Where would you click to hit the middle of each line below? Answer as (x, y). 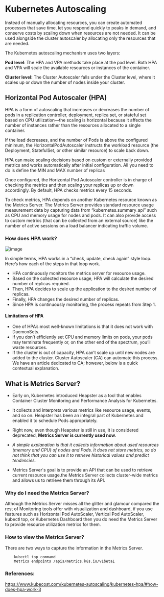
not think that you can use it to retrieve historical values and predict (81, 455)
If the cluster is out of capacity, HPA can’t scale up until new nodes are (83, 353)
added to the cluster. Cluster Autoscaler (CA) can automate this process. (85, 358)
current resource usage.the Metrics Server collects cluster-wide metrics (85, 475)
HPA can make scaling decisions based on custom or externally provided (79, 160)
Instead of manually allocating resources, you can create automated (74, 23)
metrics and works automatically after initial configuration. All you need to (79, 165)
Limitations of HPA (24, 316)
